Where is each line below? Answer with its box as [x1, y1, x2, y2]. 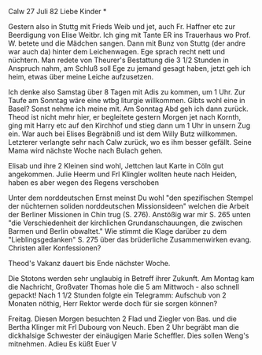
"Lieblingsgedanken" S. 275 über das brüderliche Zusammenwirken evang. [8, 235, 252, 244]
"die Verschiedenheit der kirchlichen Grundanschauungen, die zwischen [8, 218, 243, 227]
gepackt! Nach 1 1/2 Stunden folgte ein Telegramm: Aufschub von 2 [8, 290, 227, 300]
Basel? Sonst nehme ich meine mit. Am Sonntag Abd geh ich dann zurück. [8, 104, 249, 113]
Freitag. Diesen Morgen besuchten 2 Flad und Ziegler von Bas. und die [8, 314, 238, 324]
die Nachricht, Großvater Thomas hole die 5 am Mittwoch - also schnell [8, 283, 240, 291]
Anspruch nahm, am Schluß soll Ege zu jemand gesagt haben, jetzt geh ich [8, 64, 252, 73]
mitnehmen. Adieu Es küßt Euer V [8, 339, 117, 349]
